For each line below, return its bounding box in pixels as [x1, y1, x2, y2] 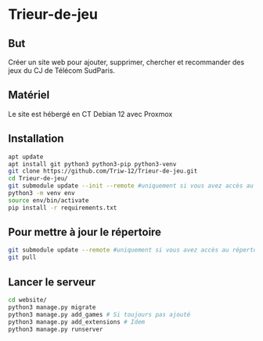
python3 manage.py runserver [8, 325, 103, 333]
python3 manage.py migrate [8, 303, 96, 311]
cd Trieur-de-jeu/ [8, 175, 68, 183]
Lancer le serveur [8, 275, 96, 288]
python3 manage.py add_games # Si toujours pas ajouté [8, 310, 191, 318]
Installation [8, 132, 64, 146]
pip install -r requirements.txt [8, 204, 117, 212]
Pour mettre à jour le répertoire [8, 226, 162, 239]
